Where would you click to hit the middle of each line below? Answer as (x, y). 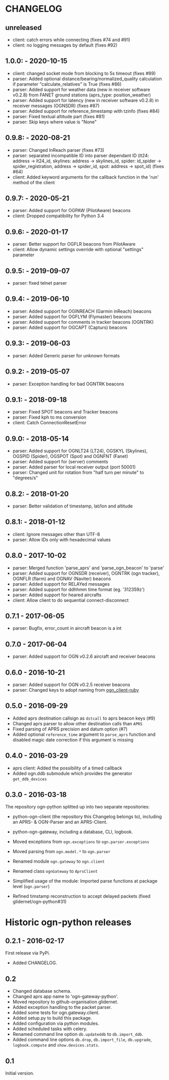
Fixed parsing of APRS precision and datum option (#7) (70, 729)
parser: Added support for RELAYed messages (61, 584)
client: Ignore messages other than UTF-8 (56, 534)
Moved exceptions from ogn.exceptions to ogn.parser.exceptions (81, 842)
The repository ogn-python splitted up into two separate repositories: (77, 807)
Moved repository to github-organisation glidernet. (65, 1002)
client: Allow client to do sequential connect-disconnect (71, 600)
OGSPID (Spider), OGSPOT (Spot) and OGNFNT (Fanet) (70, 456)
